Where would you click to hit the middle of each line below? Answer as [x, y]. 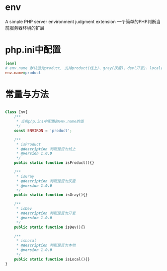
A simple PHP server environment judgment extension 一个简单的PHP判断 [81, 21]
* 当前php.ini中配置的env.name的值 [50, 122]
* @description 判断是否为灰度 [46, 181]
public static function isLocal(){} [52, 259]
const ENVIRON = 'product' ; [43, 131]
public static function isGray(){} [51, 195]
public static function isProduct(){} [54, 163]
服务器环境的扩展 [27, 28]
